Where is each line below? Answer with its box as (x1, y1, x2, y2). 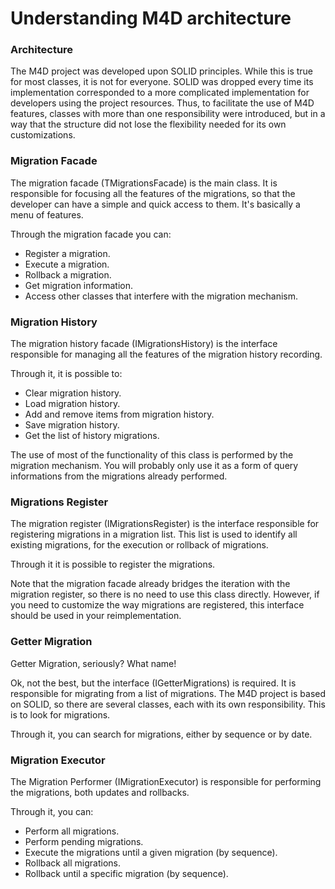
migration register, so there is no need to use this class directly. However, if (10, 588, 320, 601)
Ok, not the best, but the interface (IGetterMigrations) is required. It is (10, 677, 297, 689)
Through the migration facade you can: (10, 228, 172, 240)
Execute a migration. (24, 258, 110, 270)
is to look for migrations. (10, 708, 111, 721)
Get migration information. (24, 279, 133, 291)
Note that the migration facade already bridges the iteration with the (10, 578, 291, 590)
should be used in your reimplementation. (10, 610, 182, 622)
